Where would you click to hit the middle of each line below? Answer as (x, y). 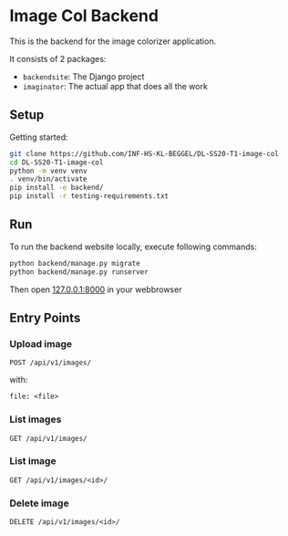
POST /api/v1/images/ (51, 363)
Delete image (40, 503)
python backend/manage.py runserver (79, 272)
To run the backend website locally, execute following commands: (133, 247)
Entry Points (45, 317)
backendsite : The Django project (83, 76)
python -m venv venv (49, 171)
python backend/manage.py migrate (75, 263)
